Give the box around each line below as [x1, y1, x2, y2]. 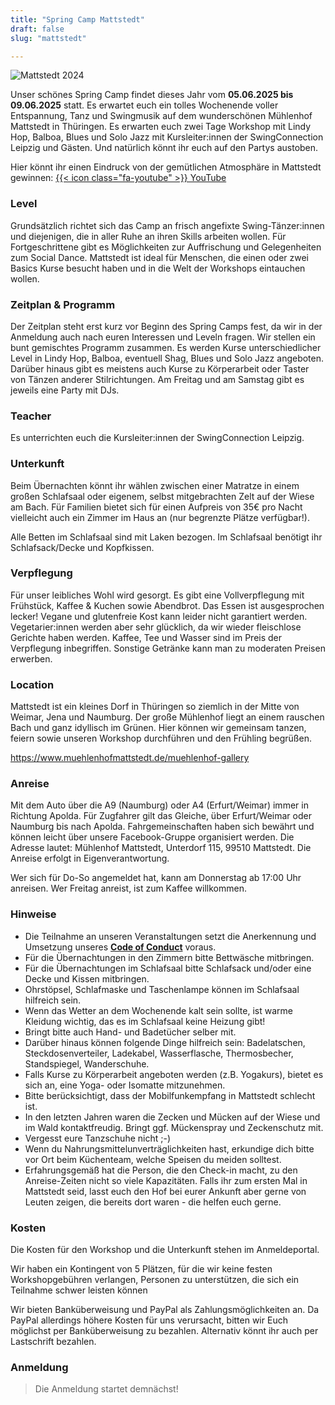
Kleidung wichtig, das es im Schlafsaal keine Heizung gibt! [24, 1015, 266, 1027]
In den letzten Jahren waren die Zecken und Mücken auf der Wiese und [24, 1111, 321, 1123]
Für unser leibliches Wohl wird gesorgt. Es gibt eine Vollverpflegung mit [10, 589, 305, 601]
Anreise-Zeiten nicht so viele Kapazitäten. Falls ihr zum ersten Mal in [24, 1174, 308, 1186]
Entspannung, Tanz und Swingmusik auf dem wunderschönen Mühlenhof [10, 110, 313, 122]
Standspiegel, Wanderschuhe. [24, 1057, 150, 1070]
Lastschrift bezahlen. [10, 1336, 97, 1348]
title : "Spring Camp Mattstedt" [10, 14, 145, 25]
